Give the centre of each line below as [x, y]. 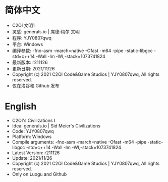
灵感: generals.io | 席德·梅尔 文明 [46, 31]
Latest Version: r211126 [36, 153]
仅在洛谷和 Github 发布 [36, 85]
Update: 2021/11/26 [32, 158]
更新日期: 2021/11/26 [33, 68]
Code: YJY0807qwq [33, 131]
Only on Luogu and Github [39, 174]
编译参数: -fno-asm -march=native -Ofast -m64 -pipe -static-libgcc [82, 51]
